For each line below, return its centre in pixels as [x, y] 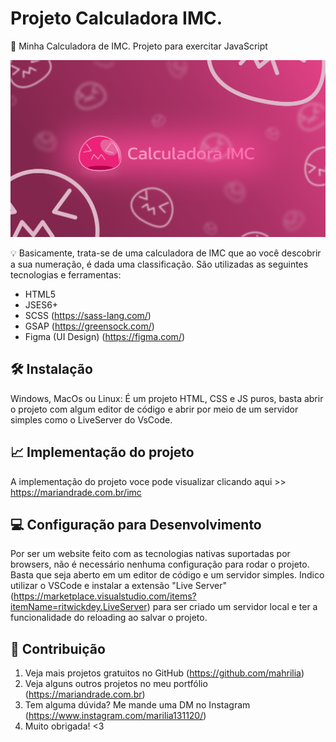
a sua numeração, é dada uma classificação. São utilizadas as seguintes [159, 264]
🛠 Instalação [51, 369]
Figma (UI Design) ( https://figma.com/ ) [105, 336]
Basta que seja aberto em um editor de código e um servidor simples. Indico [167, 575]
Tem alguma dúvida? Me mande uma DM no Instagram [137, 705]
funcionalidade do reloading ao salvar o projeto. [109, 618]
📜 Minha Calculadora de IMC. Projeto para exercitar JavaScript [139, 46]
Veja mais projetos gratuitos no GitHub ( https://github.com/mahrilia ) [164, 673]
